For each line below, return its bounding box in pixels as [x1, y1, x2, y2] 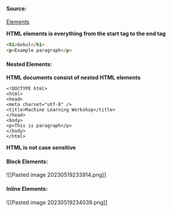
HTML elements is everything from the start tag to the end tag [6, 30, 166, 38]
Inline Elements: [6, 185, 48, 192]
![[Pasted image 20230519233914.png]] [6, 171, 106, 179]
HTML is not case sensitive [6, 144, 76, 151]
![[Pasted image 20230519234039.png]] [6, 199, 108, 206]
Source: [6, 5, 27, 12]
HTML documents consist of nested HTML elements [6, 74, 141, 81]
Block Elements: [6, 157, 49, 165]
